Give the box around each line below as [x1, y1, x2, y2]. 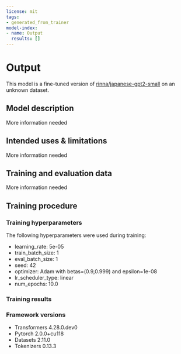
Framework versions [6, 311, 66, 319]
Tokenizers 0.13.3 [14, 343, 57, 350]
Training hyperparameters [6, 218, 82, 226]
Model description [6, 104, 74, 114]
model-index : [6, 25, 38, 31]
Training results [6, 295, 52, 303]
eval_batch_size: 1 [14, 256, 58, 263]
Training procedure [6, 201, 78, 211]
